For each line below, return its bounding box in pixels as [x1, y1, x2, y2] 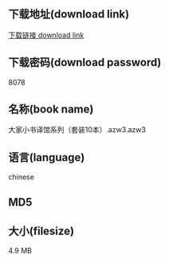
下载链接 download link [8, 30, 84, 40]
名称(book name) [8, 103, 94, 116]
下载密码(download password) [8, 56, 162, 69]
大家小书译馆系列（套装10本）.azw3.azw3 [8, 125, 146, 135]
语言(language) [8, 151, 85, 164]
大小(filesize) [8, 225, 74, 238]
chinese [8, 172, 34, 182]
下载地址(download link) [8, 7, 130, 22]
